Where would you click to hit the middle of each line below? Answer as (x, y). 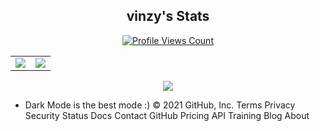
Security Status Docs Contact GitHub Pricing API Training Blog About (167, 115)
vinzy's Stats (168, 16)
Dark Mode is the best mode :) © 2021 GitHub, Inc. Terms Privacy (160, 105)
